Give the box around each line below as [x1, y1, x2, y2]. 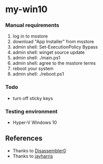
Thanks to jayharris [12, 153, 53, 159]
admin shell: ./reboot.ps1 [12, 71, 64, 77]
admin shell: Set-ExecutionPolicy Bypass [12, 44, 98, 50]
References [5, 134, 43, 143]
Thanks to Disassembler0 [12, 147, 66, 153]
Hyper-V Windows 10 [12, 119, 57, 125]
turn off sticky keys [12, 95, 53, 101]
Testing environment [5, 108, 58, 115]
